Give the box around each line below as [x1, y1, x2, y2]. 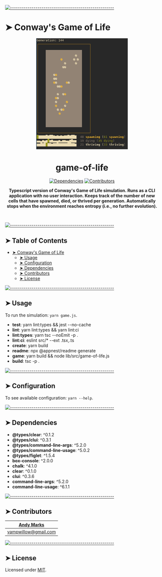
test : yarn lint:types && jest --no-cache [12, 322, 91, 327]
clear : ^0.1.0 [12, 468, 37, 474]
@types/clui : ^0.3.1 [12, 437, 51, 443]
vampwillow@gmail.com [7, 529, 56, 535]
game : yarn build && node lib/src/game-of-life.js [12, 353, 110, 359]
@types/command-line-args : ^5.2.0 [12, 442, 86, 448]
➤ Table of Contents [5, 236, 67, 245]
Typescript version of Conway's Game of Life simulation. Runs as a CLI [9, 188, 155, 194]
